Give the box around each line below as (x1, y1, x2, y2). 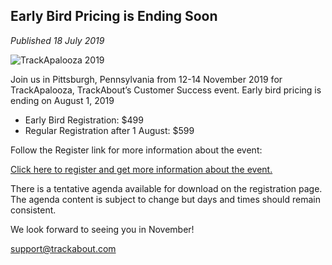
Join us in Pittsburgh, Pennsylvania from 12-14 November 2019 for (10, 73, 283, 85)
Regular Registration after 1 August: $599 (24, 124, 195, 136)
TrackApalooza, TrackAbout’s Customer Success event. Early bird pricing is (10, 84, 322, 96)
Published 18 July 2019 (10, 34, 105, 46)
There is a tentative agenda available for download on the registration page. (10, 182, 323, 194)
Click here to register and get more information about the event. (10, 163, 273, 175)
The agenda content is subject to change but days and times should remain (10, 193, 322, 205)
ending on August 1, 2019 (10, 94, 115, 106)
